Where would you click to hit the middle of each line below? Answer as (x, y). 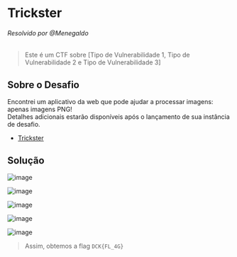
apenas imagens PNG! (40, 109)
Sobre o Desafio (43, 85)
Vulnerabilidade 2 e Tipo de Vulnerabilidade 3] (93, 62)
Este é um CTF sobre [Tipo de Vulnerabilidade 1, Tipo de (107, 55)
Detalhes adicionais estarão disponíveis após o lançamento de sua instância (119, 117)
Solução (26, 160)
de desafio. (24, 125)
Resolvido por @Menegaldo (48, 33)
